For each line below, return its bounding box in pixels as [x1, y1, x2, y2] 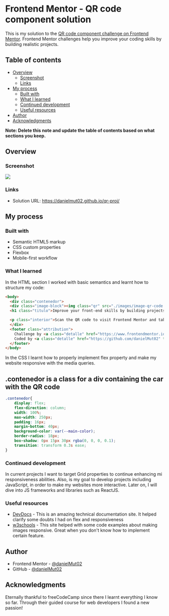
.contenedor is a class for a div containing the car [5, 375, 163, 383]
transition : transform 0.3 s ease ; [14, 443, 87, 448]
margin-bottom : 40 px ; [14, 424, 59, 429]
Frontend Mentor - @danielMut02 [12, 561, 82, 567]
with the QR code [5, 382, 60, 391]
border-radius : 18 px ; [14, 434, 59, 439]
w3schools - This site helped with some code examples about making [12, 522, 157, 528]
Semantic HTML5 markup [12, 239, 66, 245]
